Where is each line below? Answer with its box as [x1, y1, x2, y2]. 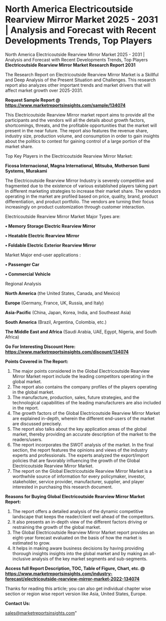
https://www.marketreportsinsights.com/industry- [5, 570, 113, 576]
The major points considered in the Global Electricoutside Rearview [12, 368, 150, 374]
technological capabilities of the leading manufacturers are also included [12, 399, 161, 405]
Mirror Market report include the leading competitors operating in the [12, 373, 154, 379]
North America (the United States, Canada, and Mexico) [5, 290, 120, 296]
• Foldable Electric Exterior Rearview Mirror [5, 242, 97, 248]
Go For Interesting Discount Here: [5, 343, 76, 349]
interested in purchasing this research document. [12, 484, 113, 490]
